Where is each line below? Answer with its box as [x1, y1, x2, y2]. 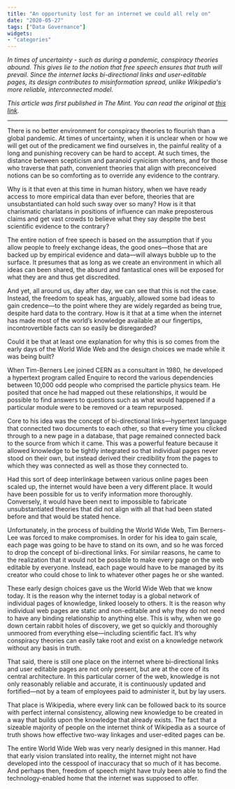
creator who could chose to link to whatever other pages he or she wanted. [7, 571, 224, 579]
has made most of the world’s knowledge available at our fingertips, [7, 316, 203, 325]
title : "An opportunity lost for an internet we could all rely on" [7, 10, 211, 18]
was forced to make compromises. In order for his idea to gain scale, [20, 534, 218, 542]
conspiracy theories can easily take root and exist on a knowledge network [7, 636, 224, 645]
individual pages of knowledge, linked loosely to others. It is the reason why [7, 599, 226, 607]
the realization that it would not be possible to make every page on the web [7, 555, 225, 565]
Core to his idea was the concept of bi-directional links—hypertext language [7, 417, 227, 425]
